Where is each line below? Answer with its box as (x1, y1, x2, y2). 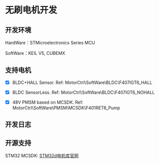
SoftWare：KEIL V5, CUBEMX (5, 50, 66, 56)
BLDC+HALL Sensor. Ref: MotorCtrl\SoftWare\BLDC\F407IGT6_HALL (12, 80, 153, 85)
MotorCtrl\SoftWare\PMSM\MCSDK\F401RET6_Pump (12, 105, 120, 111)
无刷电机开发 (5, 4, 58, 16)
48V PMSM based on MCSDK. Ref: (12, 99, 83, 105)
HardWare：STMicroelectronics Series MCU (5, 40, 95, 45)
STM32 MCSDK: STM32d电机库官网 (5, 153, 79, 159)
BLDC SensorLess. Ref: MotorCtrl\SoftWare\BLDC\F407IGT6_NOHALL (12, 89, 155, 95)
